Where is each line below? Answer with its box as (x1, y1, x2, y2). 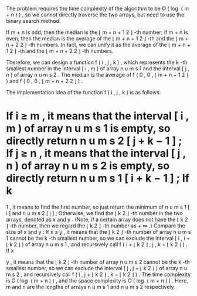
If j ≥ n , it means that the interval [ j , (6, 147, 186, 160)
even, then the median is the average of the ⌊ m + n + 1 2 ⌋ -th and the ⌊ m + (6, 35, 189, 42)
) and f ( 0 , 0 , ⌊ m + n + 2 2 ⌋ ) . (6, 77, 83, 84)
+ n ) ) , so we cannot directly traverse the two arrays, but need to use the (6, 11, 185, 18)
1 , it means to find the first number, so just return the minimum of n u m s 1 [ (6, 203, 190, 210)
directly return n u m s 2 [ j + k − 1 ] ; (6, 134, 182, 148)
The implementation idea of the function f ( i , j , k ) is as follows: (6, 89, 161, 96)
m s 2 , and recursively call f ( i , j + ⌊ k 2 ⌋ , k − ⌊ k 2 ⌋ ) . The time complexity (6, 271, 191, 278)
